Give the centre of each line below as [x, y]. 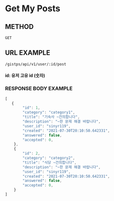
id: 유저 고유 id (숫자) [25, 75]
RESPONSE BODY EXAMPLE [39, 89]
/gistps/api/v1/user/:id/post [36, 64]
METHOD [19, 27]
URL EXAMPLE [28, 53]
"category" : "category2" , [49, 158]
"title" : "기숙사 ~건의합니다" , [51, 117]
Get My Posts [33, 9]
